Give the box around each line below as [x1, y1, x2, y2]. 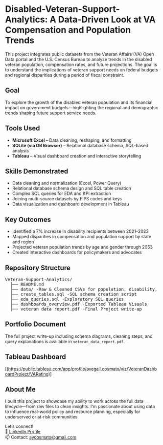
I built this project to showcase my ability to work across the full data [5, 398, 143, 404]
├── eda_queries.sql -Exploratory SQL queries [10, 296, 124, 302]
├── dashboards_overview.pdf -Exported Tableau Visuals [10, 301, 147, 307]
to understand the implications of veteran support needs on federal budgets [5, 66, 158, 72]
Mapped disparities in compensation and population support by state [12, 234, 152, 240]
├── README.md [10, 282, 44, 287]
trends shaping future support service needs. [5, 110, 96, 116]
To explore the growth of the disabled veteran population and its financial [5, 99, 153, 105]
